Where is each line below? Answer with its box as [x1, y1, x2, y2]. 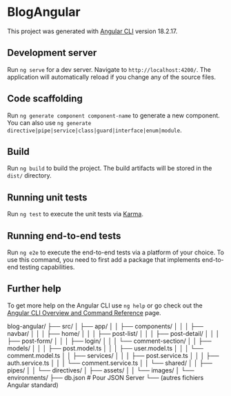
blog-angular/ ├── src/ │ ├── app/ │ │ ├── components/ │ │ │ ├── [7, 322, 203, 330]
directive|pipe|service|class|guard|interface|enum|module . [7, 126, 182, 134]
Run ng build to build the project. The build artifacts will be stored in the [7, 164, 212, 173]
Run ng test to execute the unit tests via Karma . [7, 210, 143, 218]
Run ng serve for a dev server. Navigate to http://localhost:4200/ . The [7, 65, 212, 73]
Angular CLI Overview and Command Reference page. [7, 308, 161, 317]
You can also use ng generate [7, 118, 92, 126]
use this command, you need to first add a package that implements [7, 256, 201, 263]
